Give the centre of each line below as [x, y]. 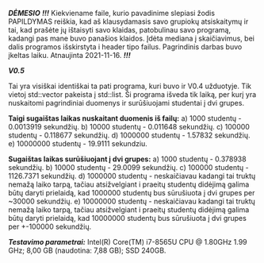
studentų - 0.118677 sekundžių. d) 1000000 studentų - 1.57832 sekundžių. [130, 135]
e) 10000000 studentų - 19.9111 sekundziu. [78, 143]
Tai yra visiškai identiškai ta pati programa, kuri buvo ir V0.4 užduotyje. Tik [130, 86]
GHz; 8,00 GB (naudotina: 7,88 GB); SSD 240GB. [87, 250]
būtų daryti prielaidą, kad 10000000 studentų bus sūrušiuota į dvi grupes [128, 218]
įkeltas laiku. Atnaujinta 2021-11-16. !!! [69, 55]
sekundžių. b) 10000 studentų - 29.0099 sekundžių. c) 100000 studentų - [128, 167]
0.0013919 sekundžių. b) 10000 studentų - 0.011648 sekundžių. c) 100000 [129, 127]
